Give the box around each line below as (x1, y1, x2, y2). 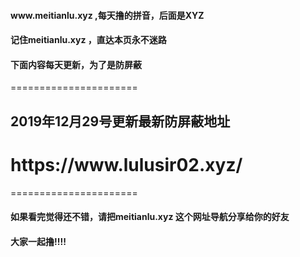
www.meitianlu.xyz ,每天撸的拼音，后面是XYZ (10, 9, 205, 21)
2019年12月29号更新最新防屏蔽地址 (10, 113, 231, 130)
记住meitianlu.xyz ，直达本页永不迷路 (10, 34, 167, 46)
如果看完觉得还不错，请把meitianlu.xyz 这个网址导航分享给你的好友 (10, 211, 290, 223)
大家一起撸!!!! (10, 235, 67, 247)
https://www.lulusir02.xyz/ (10, 153, 243, 176)
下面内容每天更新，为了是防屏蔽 (10, 58, 142, 70)
